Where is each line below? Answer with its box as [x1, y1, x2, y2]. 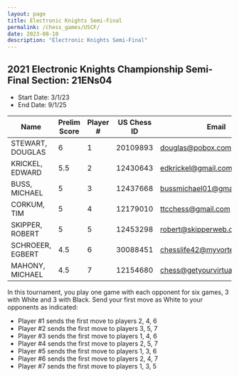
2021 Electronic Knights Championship [7, 63, 184, 75]
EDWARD [11, 168, 42, 177]
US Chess [117, 117, 152, 127]
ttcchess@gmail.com [159, 204, 230, 214]
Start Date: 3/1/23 [17, 93, 70, 102]
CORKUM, [11, 200, 45, 209]
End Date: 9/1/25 [17, 100, 67, 109]
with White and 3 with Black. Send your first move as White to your [7, 295, 203, 304]
